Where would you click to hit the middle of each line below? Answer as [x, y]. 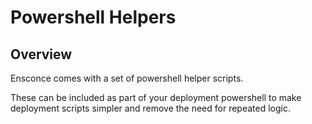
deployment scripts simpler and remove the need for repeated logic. [151, 108]
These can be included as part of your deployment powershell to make [156, 97]
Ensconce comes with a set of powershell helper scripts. [127, 78]
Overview [41, 54]
